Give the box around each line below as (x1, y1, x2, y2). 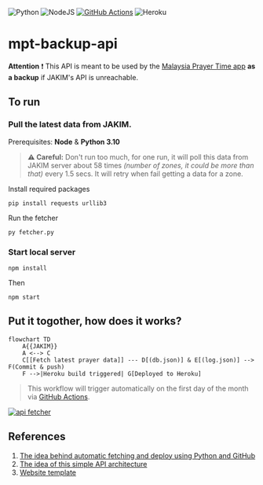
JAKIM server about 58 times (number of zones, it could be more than (27, 160, 254, 170)
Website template (19, 468, 77, 477)
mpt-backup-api (8, 35, 118, 53)
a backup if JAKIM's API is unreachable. (8, 72, 139, 82)
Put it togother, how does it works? (8, 314, 182, 328)
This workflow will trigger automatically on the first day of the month (27, 384, 249, 393)
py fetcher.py (8, 228, 55, 236)
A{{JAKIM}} (22, 342, 58, 350)
